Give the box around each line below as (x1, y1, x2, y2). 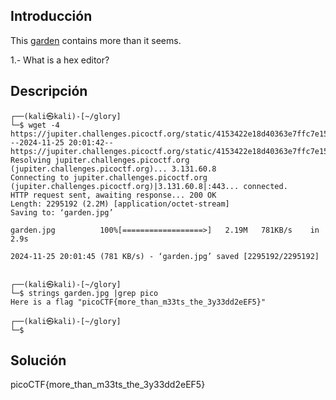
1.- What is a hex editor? (10, 54, 110, 66)
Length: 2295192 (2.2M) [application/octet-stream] (10, 199, 230, 209)
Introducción (10, 8, 93, 25)
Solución (10, 352, 67, 369)
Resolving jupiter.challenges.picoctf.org (10, 155, 190, 165)
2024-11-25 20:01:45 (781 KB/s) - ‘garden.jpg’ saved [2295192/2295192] (10, 251, 320, 261)
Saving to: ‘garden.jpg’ (10, 207, 114, 218)
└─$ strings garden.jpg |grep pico (10, 288, 159, 298)
